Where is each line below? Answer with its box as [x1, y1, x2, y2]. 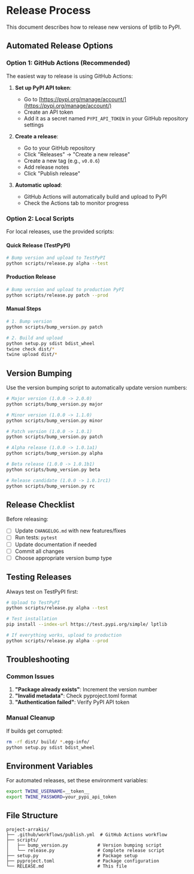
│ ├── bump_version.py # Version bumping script [6, 842, 162, 848]
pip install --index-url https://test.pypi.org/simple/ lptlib [6, 621, 168, 628]
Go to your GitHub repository [23, 144, 96, 152]
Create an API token [23, 108, 74, 116]
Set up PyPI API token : [14, 84, 72, 91]
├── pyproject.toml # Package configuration [6, 858, 160, 864]
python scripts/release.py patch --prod [6, 292, 109, 298]
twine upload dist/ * [6, 352, 58, 358]
